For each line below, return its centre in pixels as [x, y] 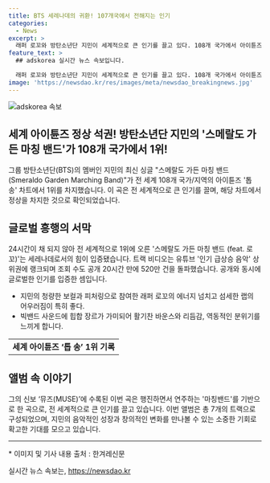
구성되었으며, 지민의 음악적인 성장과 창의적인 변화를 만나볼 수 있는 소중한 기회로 [133, 420]
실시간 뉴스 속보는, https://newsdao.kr [70, 471]
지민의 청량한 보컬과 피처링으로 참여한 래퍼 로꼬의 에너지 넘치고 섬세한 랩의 [137, 296]
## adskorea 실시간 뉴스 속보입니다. [70, 61]
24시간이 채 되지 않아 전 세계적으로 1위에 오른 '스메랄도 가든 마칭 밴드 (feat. [127, 249]
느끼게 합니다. [42, 326]
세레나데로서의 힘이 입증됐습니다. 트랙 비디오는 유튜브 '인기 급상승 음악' [139, 259]
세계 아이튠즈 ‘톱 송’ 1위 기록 [63, 347]
